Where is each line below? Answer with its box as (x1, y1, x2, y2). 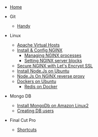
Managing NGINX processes (24, 52, 82, 58)
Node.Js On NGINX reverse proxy (17, 73, 85, 79)
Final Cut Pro (9, 117, 36, 123)
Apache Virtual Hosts (17, 42, 60, 48)
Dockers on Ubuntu (17, 78, 57, 84)
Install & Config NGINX (17, 47, 63, 53)
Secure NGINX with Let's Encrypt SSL (17, 63, 93, 68)
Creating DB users (17, 108, 54, 114)
